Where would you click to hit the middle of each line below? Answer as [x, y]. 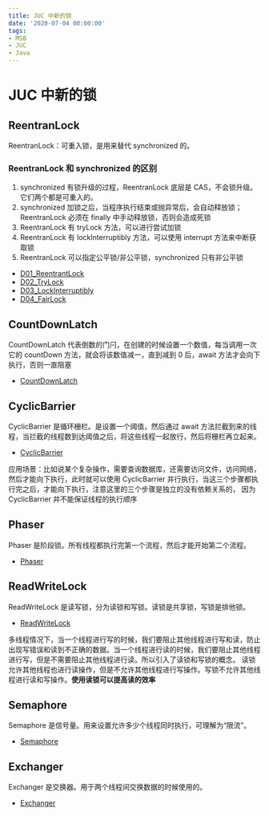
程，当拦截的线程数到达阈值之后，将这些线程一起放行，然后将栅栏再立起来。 [134, 436]
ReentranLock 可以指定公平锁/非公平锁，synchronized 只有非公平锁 [132, 258]
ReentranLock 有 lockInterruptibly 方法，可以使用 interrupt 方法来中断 [134, 237]
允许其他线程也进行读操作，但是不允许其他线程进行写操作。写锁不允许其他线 [134, 669]
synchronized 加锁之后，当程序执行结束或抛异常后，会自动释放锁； [131, 207]
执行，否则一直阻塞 [40, 365]
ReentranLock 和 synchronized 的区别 [83, 168]
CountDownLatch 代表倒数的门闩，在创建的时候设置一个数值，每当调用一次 [133, 345]
